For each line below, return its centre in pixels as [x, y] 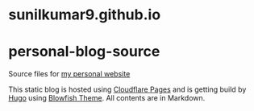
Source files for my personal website [69, 74]
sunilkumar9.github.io [85, 15]
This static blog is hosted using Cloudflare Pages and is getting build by [127, 89]
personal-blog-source [84, 52]
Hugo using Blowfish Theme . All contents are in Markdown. [107, 98]
